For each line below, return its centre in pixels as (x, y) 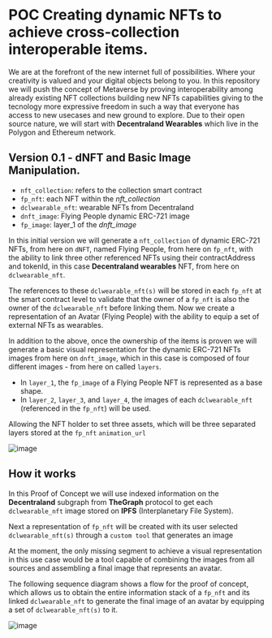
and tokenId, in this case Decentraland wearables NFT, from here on (124, 266)
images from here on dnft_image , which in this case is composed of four (129, 358)
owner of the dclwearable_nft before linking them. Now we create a (122, 308)
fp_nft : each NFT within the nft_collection (90, 198)
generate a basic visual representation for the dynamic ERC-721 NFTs (125, 349)
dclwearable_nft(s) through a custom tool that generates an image (121, 535)
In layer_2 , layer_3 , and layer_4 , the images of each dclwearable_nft (136, 399)
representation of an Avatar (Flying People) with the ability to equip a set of (134, 316)
